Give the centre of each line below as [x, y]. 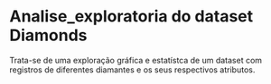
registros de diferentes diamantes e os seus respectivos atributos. [132, 70]
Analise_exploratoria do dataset [131, 17]
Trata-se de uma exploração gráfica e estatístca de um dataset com [136, 60]
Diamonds [48, 35]
